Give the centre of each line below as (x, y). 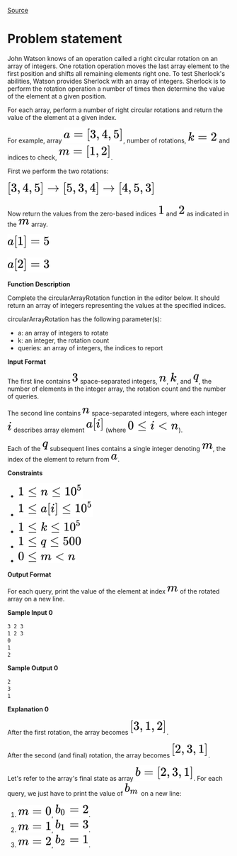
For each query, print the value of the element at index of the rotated (114, 591)
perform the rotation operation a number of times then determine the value (116, 89)
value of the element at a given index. (62, 117)
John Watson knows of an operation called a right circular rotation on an (112, 58)
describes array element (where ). (98, 430)
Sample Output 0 (33, 668)
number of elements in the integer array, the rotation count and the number (117, 389)
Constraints (25, 473)
